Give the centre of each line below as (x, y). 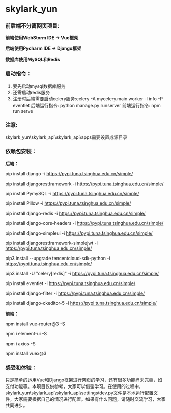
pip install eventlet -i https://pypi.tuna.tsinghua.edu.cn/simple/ (70, 283)
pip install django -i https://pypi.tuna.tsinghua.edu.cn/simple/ (69, 174)
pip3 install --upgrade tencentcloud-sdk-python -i (58, 259)
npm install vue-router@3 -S (35, 324)
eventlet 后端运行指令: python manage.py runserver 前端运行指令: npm (87, 105)
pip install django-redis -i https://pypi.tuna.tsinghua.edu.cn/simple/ (76, 213)
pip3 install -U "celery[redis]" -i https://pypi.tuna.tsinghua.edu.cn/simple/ (82, 274)
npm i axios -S (20, 344)
